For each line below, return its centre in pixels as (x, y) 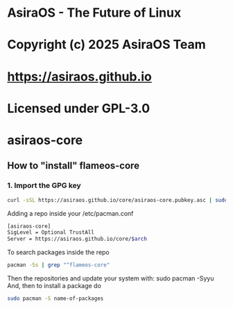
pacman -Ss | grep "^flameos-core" (59, 265)
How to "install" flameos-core (74, 166)
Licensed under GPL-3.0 (79, 108)
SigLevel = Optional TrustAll (51, 232)
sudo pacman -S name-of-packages (55, 299)
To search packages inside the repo (58, 253)
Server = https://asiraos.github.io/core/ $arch (77, 239)
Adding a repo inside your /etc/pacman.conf (70, 213)
